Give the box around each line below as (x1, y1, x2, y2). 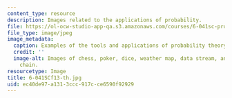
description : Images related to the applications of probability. (7, 17, 202, 23)
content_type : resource (7, 10, 76, 17)
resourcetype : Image (7, 68, 67, 75)
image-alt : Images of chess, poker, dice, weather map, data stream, (13, 55, 217, 62)
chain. (19, 61, 39, 68)
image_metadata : (7, 36, 54, 43)
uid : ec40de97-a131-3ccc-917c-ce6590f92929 (7, 81, 135, 88)
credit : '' (13, 49, 45, 56)
